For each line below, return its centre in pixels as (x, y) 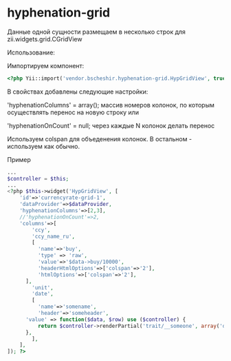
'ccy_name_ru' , (54, 236)
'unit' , (43, 287)
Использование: (31, 52)
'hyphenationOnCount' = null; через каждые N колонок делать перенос (111, 125)
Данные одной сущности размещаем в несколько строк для (96, 32)
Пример (19, 159)
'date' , (43, 294)
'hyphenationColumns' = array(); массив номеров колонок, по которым (111, 105)
